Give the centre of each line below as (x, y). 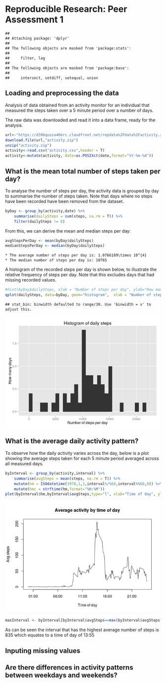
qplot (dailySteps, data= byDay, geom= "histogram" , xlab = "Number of (78, 295)
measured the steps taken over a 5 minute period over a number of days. (79, 110)
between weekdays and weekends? (61, 675)
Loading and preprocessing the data (62, 93)
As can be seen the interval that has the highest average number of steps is (82, 630)
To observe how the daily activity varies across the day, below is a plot (77, 453)
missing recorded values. (31, 280)
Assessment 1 (34, 20)
